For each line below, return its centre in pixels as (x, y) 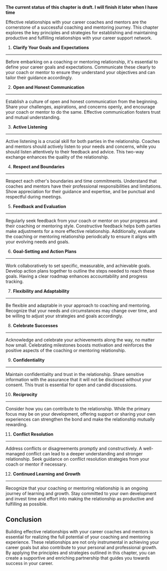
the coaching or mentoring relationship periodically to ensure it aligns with (82, 236)
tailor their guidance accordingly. (39, 77)
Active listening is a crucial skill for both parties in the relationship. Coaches (83, 141)
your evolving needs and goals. (38, 242)
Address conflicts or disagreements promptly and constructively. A (74, 448)
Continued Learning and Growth (47, 474)
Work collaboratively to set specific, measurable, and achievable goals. (78, 266)
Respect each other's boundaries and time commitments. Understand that (81, 181)
